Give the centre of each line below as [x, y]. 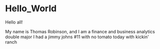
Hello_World [31, 9]
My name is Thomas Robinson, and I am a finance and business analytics [80, 31]
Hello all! [14, 22]
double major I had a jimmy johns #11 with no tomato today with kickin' [77, 37]
